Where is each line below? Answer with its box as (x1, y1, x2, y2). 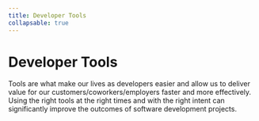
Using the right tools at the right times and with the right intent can (8, 96, 226, 105)
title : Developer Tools (8, 11, 87, 20)
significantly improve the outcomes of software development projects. (8, 104, 238, 114)
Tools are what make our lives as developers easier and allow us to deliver (8, 79, 251, 89)
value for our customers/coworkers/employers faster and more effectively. (8, 88, 252, 97)
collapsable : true (8, 19, 69, 27)
